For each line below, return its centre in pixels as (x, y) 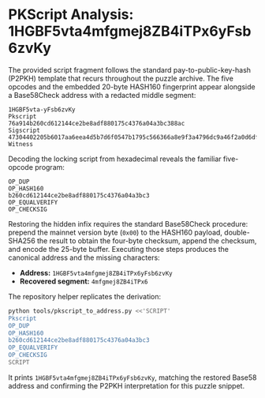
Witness (21, 144)
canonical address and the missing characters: (84, 257)
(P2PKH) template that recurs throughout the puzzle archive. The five (121, 78)
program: (50, 167)
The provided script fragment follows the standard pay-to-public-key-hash (129, 69)
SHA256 (22, 240)
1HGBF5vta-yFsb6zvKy (42, 109)
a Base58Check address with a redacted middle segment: (102, 95)
